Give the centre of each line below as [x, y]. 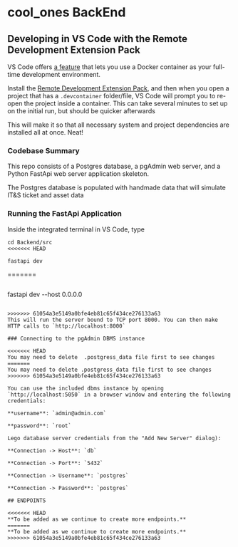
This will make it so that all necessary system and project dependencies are [119, 125]
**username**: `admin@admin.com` [57, 413]
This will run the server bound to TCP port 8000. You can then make [113, 320]
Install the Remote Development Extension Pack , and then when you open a [118, 88]
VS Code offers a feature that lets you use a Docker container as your [109, 67]
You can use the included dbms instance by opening [86, 388]
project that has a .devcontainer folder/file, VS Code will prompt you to [112, 96]
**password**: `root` [40, 426]
